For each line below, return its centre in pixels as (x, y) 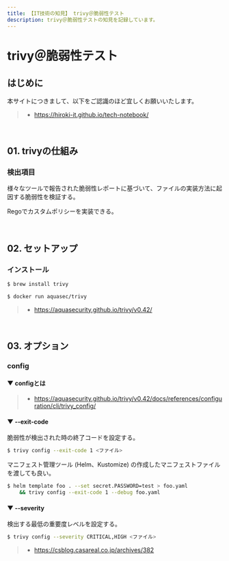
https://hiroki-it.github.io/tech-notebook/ (91, 114)
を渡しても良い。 (31, 473)
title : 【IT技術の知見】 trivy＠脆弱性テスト (66, 13)
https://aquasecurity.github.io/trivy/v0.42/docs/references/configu (128, 399)
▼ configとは (26, 383)
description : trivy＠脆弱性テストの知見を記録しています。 (83, 20)
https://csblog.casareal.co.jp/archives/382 (94, 550)
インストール (28, 270)
